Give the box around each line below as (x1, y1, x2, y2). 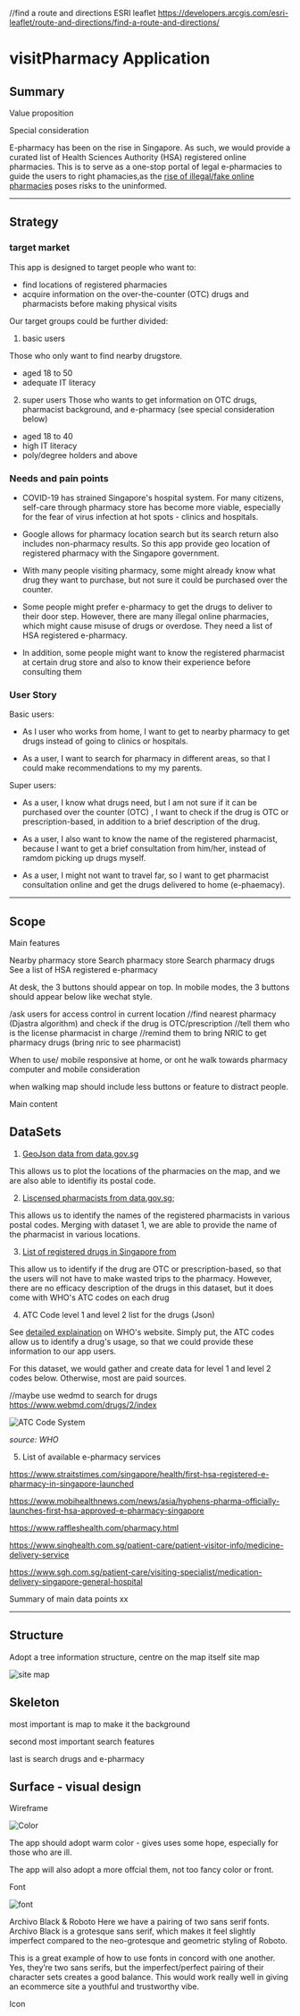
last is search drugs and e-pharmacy (9, 1753, 145, 1764)
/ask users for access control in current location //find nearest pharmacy (9, 1008, 277, 1019)
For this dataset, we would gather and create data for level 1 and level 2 (9, 1363, 271, 1374)
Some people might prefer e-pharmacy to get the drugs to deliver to (21, 601, 273, 612)
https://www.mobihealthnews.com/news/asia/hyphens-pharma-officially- (9, 1495, 280, 1506)
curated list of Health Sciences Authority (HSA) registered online (9, 152, 247, 162)
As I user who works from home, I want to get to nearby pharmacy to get (21, 727, 290, 737)
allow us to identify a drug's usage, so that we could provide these (9, 1336, 254, 1347)
